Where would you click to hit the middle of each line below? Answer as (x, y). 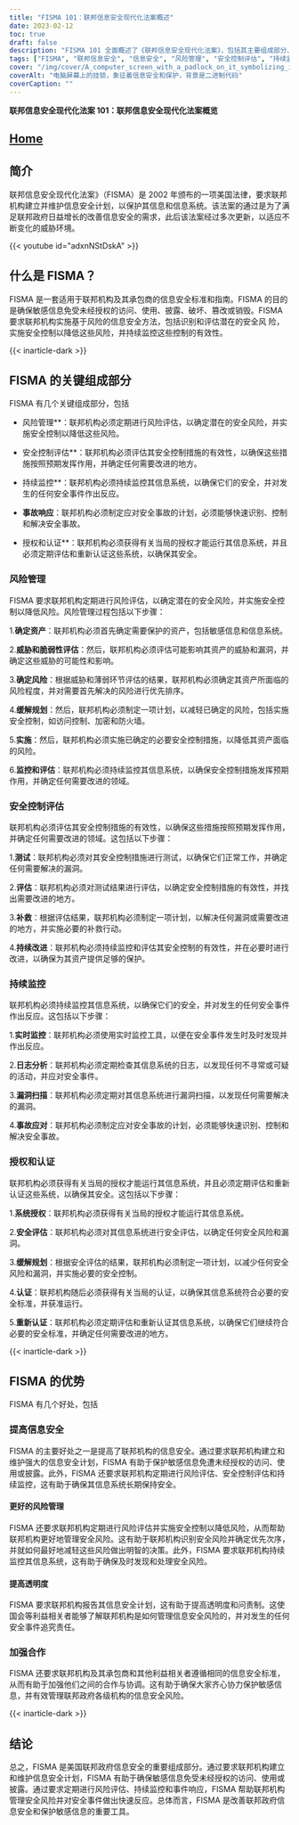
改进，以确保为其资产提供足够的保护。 (79, 959)
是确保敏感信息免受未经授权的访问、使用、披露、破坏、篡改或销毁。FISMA (146, 310)
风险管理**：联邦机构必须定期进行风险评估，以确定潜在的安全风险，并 (151, 422)
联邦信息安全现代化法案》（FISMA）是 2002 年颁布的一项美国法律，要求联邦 (148, 194)
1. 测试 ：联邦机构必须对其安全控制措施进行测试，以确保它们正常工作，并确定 (148, 857)
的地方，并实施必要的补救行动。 (68, 929)
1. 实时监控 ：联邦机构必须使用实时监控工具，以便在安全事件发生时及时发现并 (148, 1035)
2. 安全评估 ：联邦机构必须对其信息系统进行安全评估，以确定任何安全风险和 (145, 1232)
